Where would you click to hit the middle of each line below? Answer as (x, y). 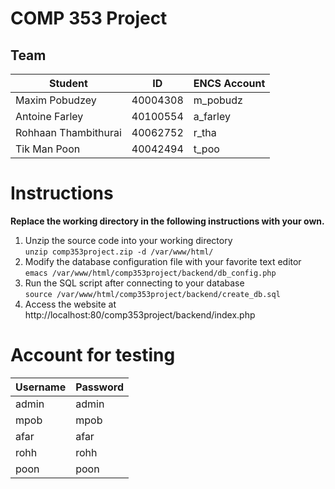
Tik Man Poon (48, 149)
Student (68, 83)
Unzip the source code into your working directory (128, 240)
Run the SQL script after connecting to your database (134, 283)
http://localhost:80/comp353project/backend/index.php (140, 314)
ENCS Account (229, 83)
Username (41, 387)
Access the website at (70, 304)
